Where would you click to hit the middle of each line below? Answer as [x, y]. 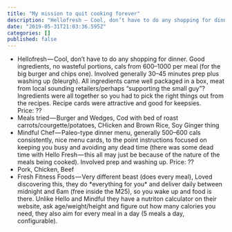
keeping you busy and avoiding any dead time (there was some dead [115, 148]
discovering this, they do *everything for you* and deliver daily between [120, 184]
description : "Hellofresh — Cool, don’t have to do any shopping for [109, 20]
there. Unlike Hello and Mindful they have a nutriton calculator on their [117, 199]
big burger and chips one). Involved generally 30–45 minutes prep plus [118, 74]
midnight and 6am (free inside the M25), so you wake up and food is [114, 192]
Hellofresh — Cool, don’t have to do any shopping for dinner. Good [111, 59]
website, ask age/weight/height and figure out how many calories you [116, 206]
